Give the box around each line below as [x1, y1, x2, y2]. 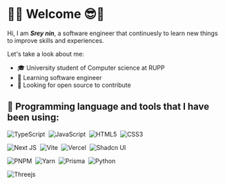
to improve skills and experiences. [7, 36, 105, 44]
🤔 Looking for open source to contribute [17, 81, 131, 89]
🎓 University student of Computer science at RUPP [17, 64, 165, 72]
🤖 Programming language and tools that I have [7, 101, 209, 113]
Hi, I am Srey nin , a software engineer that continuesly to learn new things [7, 29, 219, 37]
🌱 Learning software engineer [17, 73, 102, 81]
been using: [7, 112, 60, 124]
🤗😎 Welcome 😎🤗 [7, 6, 105, 22]
